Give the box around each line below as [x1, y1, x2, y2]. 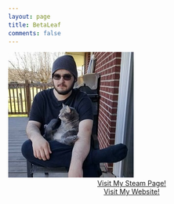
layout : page [8, 13, 51, 20]
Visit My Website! [103, 187, 161, 196]
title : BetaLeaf [8, 20, 61, 29]
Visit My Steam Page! [96, 179, 167, 188]
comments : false [8, 29, 61, 37]
